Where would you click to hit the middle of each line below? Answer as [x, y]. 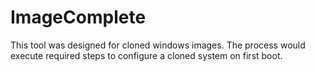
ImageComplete [78, 17]
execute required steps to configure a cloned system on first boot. [146, 55]
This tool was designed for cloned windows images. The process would [158, 45]
